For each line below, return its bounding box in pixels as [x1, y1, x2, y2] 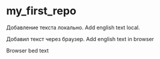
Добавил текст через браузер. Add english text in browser [6, 35, 155, 42]
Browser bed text [6, 46, 49, 54]
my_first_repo [6, 4, 76, 18]
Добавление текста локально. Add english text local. [6, 24, 140, 31]
